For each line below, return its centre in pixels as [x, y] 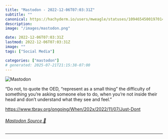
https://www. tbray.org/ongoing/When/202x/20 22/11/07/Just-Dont [73, 109]
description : [19, 24]
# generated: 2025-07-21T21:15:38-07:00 [48, 65]
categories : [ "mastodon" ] [32, 60]
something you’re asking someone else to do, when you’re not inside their [81, 94]
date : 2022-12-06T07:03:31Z [34, 37]
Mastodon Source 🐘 [26, 120]
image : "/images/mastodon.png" [38, 28]
